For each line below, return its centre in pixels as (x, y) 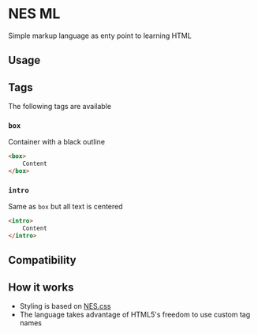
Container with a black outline (56, 142)
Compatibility (42, 260)
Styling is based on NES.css (65, 306)
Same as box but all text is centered (66, 207)
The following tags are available (60, 107)
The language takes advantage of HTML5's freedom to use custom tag (135, 315)
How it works (41, 287)
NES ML (34, 14)
